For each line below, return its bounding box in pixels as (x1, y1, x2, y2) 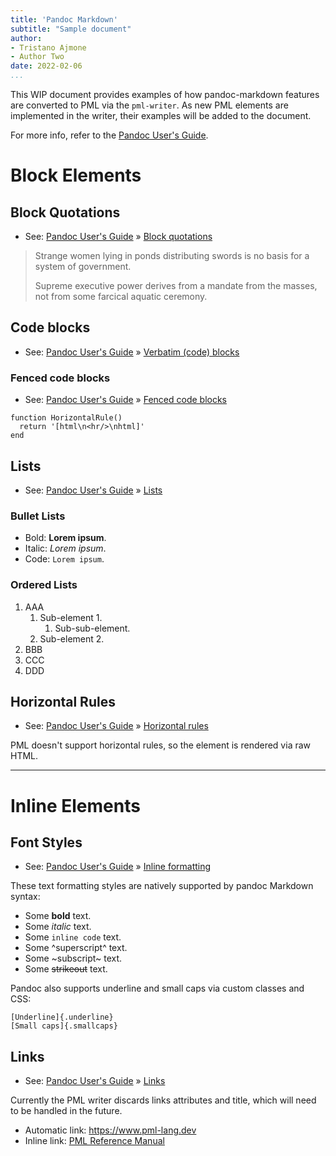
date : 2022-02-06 (10, 61, 83, 71)
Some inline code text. (24, 931, 122, 943)
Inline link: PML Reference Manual (24, 1135, 165, 1147)
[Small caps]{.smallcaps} (10, 1021, 118, 1031)
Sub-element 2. (39, 632, 105, 645)
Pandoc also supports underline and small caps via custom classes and (10, 982, 305, 995)
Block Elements (10, 164, 142, 187)
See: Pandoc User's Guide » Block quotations (24, 231, 213, 242)
